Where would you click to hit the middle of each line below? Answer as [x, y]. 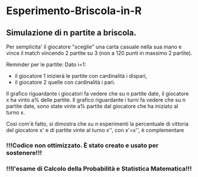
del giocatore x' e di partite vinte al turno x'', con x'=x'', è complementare [95, 130]
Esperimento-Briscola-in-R [74, 11]
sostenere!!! [24, 153]
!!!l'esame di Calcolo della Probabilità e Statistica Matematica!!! [99, 168]
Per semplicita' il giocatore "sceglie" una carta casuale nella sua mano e [94, 47]
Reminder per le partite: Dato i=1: [46, 64]
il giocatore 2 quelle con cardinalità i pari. [65, 82]
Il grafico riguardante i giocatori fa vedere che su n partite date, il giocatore [98, 94]
